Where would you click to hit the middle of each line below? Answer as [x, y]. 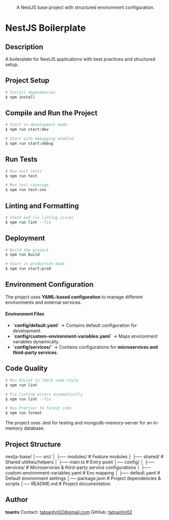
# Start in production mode [35, 264]
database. [34, 428]
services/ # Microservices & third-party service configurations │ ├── [78, 467]
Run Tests [21, 160]
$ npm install [20, 97]
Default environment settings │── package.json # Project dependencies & [83, 478]
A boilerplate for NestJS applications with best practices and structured [80, 59]
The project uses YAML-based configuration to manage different [74, 297]
